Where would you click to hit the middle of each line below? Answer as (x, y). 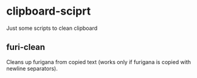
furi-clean (26, 47)
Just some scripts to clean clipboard (52, 28)
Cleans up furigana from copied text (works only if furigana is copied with (99, 62)
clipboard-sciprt (49, 11)
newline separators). (32, 68)
